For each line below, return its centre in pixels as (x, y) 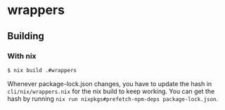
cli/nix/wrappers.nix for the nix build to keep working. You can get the (111, 91)
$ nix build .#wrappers (42, 70)
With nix (22, 56)
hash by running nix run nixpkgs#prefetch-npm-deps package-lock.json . (113, 98)
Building (26, 36)
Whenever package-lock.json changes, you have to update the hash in (110, 83)
